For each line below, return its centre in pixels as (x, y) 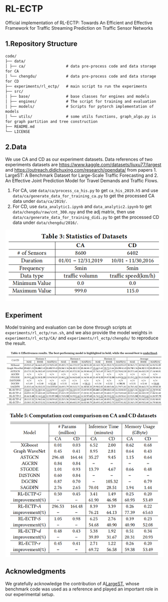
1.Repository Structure (41, 44)
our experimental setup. (30, 594)
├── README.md (20, 126)
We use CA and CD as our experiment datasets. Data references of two (79, 159)
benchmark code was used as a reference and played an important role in (82, 589)
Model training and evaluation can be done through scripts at (68, 327)
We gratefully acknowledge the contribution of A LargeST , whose (72, 583)
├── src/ (14, 91)
